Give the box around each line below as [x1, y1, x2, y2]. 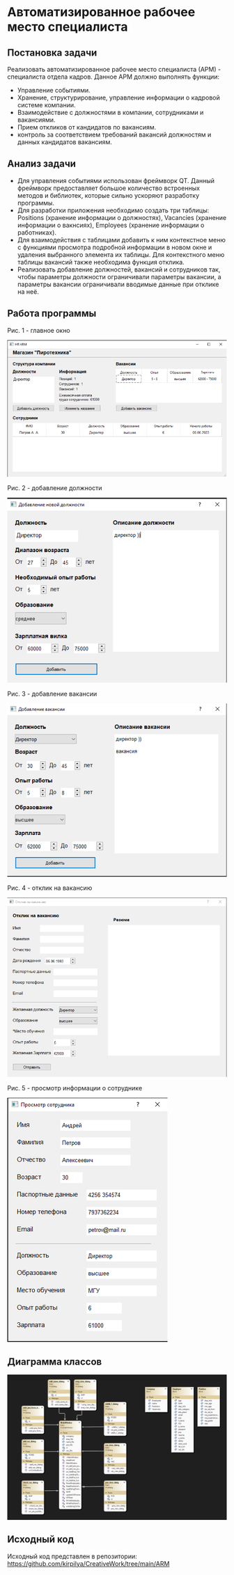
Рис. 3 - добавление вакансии [7, 690, 97, 698]
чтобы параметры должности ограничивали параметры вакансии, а [17, 272, 221, 281]
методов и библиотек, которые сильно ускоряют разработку [17, 191, 200, 199]
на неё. [17, 287, 40, 296]
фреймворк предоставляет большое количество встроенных [17, 184, 201, 192]
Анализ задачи [7, 158, 77, 170]
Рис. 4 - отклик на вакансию [7, 884, 93, 892]
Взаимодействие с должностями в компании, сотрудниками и [17, 109, 204, 116]
